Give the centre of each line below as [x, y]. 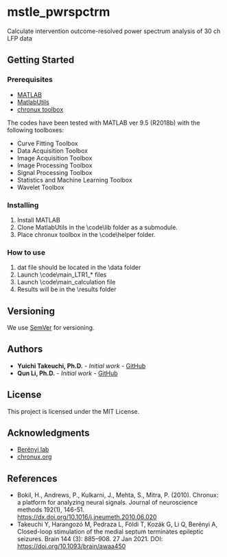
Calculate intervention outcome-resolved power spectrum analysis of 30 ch [114, 31]
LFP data [20, 38]
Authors [25, 349]
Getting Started [41, 60]
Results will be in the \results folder [67, 289]
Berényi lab [33, 450]
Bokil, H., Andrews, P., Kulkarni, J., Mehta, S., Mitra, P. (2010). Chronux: [118, 495]
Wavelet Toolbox [40, 187]
